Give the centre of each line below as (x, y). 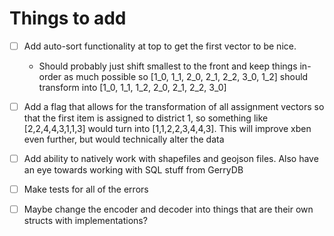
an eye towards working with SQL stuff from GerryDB (133, 170)
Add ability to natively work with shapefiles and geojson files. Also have (171, 159)
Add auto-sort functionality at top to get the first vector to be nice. (160, 46)
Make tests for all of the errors (86, 189)
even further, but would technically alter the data (124, 139)
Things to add (68, 18)
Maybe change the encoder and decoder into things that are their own (168, 209)
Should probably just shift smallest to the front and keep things (168, 66)
